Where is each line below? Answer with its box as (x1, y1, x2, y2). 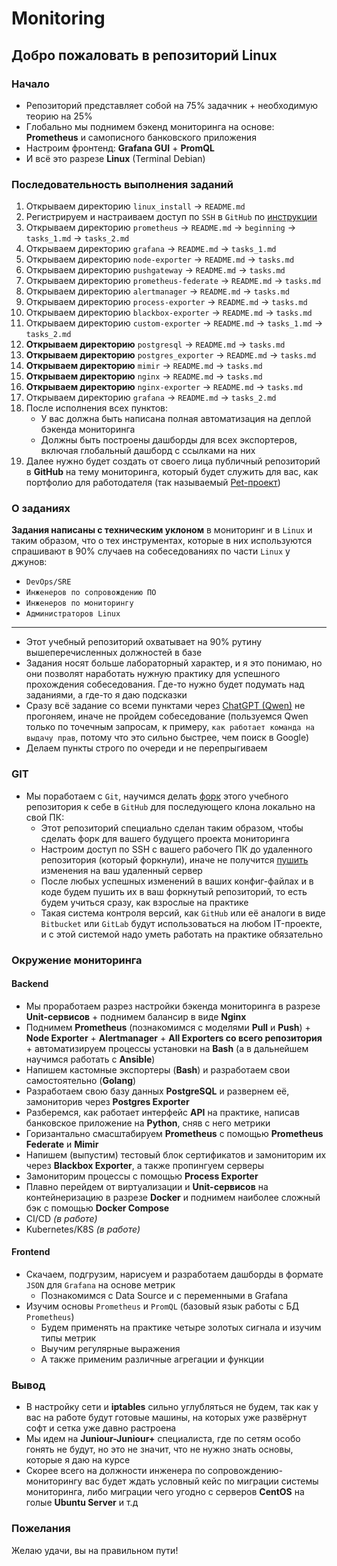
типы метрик (40, 1332, 97, 1344)
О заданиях (11, 502, 71, 516)
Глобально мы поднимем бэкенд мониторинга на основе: (25, 120, 275, 132)
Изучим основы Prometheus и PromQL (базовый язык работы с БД (25, 1300, 300, 1312)
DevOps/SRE (25, 577, 72, 587)
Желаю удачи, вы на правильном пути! (11, 1544, 179, 1556)
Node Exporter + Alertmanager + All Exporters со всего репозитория (25, 1032, 323, 1044)
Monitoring (11, 7, 106, 30)
